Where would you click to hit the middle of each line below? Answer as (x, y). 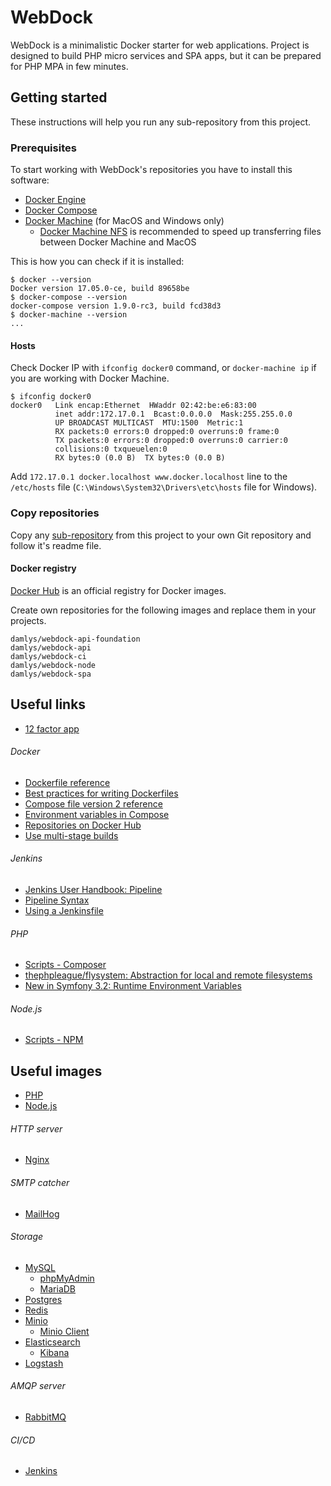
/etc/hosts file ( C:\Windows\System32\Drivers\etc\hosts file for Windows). (164, 487)
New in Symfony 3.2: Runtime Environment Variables (133, 986)
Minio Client (64, 1331)
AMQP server (38, 1386)
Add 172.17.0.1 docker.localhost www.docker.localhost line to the (149, 477)
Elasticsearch (52, 1342)
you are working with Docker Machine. (90, 378)
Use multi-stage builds (71, 835)
